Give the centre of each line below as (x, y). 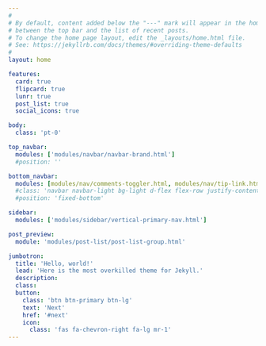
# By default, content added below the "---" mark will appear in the (127, 23)
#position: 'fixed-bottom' (60, 198)
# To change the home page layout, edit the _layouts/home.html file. (127, 38)
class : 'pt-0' (38, 133)
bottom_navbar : (33, 176)
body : (17, 125)
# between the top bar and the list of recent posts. (99, 30)
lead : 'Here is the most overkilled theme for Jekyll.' (109, 271)
